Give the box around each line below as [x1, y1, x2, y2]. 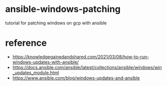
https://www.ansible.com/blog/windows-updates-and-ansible [12, 75, 140, 81]
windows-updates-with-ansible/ [12, 59, 79, 65]
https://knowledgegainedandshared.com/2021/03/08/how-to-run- [12, 54, 149, 60]
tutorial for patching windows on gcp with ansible [5, 20, 107, 26]
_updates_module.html [12, 70, 59, 76]
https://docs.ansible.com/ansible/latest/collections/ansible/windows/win [12, 64, 162, 70]
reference [5, 37, 47, 49]
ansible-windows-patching [5, 3, 121, 15]
